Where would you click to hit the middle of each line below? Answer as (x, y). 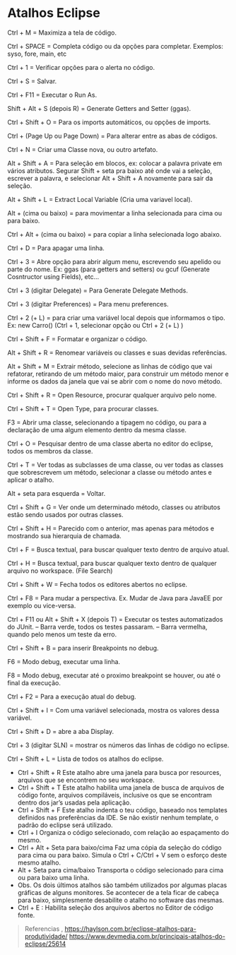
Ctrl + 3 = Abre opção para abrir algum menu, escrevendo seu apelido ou (114, 261)
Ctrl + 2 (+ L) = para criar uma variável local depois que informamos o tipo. (117, 318)
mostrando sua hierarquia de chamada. (64, 535)
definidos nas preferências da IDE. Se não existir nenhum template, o (118, 817)
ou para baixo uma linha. (53, 877)
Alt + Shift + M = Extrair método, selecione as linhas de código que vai (110, 366)
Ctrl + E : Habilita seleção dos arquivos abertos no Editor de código (115, 907)
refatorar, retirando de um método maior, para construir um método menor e (118, 374)
